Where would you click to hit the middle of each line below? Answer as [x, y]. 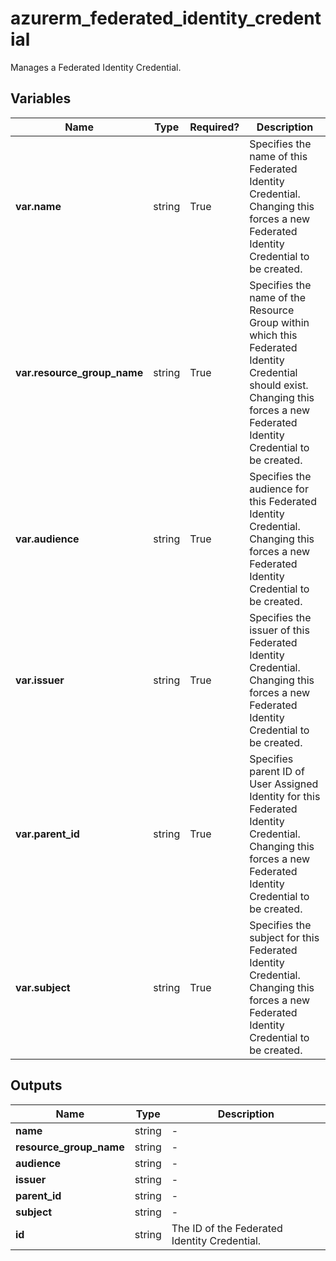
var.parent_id [47, 834]
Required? [214, 127]
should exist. [279, 385]
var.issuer [40, 680]
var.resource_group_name [79, 372]
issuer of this [279, 630]
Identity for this [285, 796]
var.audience [47, 539]
